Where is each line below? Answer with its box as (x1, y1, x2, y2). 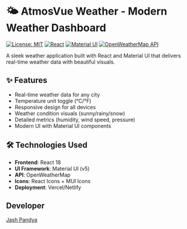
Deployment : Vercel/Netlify (14, 184, 81, 191)
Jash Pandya (6, 216, 38, 224)
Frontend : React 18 (14, 158, 62, 165)
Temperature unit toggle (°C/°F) (14, 97, 92, 104)
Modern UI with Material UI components (14, 122, 111, 130)
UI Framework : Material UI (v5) (14, 165, 90, 172)
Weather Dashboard (6, 21, 107, 35)
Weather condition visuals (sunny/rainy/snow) (14, 109, 125, 117)
